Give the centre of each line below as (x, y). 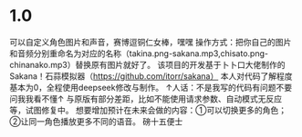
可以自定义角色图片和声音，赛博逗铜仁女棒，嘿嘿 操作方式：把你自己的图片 (151, 42)
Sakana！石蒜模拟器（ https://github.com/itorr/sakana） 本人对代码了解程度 (151, 76)
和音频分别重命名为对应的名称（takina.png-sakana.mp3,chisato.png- (139, 53)
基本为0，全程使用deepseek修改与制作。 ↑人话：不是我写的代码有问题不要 (151, 87)
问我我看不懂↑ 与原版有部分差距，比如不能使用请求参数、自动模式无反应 (146, 98)
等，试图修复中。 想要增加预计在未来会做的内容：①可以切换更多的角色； (148, 110)
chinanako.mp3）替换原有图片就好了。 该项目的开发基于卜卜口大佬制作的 (147, 64)
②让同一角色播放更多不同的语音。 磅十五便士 (96, 121)
